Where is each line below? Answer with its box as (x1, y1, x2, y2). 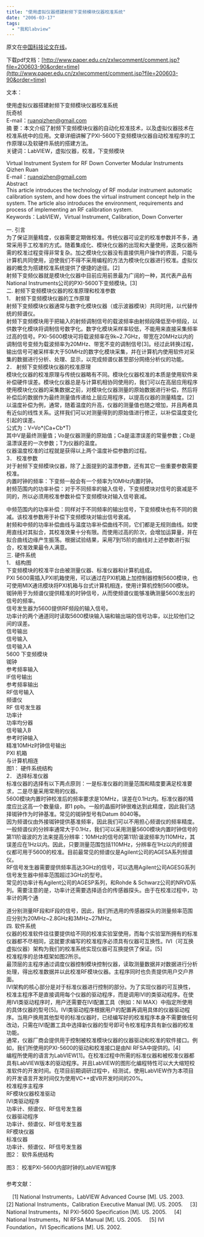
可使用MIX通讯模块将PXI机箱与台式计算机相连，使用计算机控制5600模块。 (6, 582, 192, 589)
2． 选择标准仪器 (6, 772, 49, 780)
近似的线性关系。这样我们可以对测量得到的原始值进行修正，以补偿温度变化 (11, 409, 198, 416)
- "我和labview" (12, 26, 51, 32)
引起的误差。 (6, 417, 38, 424)
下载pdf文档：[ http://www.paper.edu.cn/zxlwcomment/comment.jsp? (6, 56, 180, 64)
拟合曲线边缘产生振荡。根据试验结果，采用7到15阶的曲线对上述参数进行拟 (6, 536, 190, 544)
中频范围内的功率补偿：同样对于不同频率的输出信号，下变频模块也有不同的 (6, 506, 192, 513)
